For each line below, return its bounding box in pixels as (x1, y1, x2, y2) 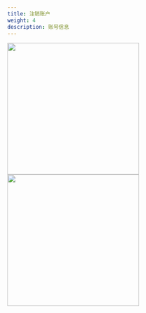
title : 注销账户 (7, 10, 51, 18)
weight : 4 (7, 17, 36, 24)
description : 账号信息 (7, 23, 69, 30)
